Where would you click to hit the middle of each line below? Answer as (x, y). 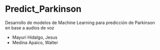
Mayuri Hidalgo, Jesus (35, 37)
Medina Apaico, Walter (35, 42)
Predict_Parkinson (43, 9)
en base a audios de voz (30, 27)
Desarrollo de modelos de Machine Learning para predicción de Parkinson (80, 23)
